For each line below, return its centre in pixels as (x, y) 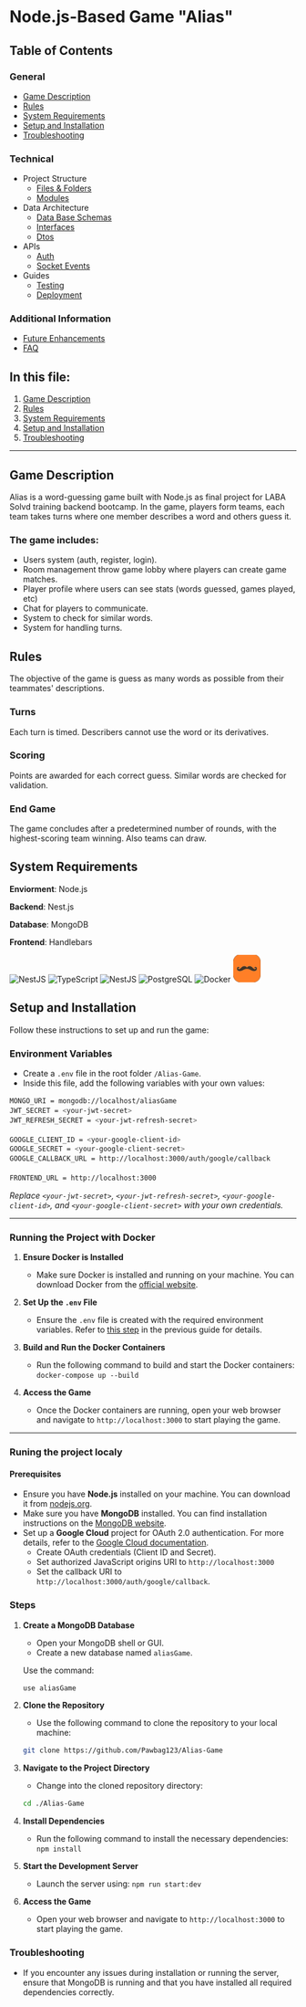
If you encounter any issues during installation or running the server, (151, 1972)
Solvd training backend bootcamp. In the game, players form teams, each (147, 507)
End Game (33, 808)
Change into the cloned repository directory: (119, 1786)
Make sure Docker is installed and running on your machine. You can (165, 1275)
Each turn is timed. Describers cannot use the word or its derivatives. (139, 731)
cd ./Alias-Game (53, 1804)
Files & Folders (64, 188)
